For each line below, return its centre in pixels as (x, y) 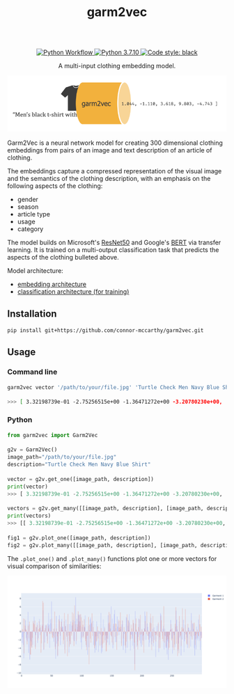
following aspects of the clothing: (55, 186)
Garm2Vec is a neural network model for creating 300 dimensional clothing (115, 143)
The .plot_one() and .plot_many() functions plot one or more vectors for (112, 558)
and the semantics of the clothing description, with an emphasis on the (109, 179)
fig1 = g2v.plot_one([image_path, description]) (79, 538)
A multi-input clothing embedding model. (117, 65)
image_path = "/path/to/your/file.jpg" (62, 457)
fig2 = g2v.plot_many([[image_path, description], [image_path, (102, 545)
